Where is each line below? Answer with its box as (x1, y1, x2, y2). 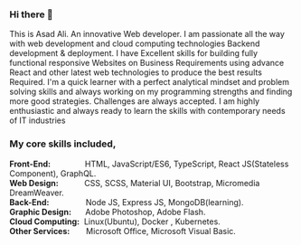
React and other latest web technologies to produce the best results (9, 67, 262, 78)
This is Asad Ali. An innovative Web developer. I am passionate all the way (9, 29, 285, 40)
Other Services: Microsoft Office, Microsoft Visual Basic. (9, 225, 237, 236)
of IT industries (9, 115, 66, 126)
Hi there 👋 (9, 8, 54, 21)
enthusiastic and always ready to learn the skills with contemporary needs (9, 106, 287, 117)
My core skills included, (9, 137, 117, 150)
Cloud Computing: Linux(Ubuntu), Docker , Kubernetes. (9, 216, 221, 227)
